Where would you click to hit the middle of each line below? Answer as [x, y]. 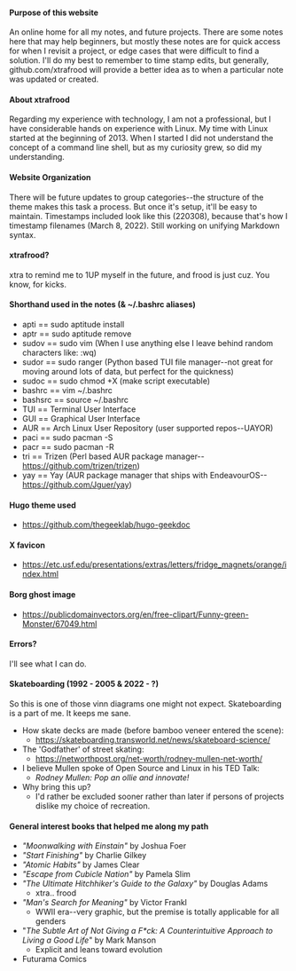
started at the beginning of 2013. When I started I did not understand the [141, 138]
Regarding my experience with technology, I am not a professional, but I [140, 119]
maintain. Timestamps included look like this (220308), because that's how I [148, 216]
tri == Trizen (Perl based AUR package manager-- [113, 456]
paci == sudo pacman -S [67, 438]
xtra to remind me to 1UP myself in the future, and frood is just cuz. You [140, 274]
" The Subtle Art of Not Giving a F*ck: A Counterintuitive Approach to [147, 931]
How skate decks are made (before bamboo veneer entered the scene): [153, 730]
